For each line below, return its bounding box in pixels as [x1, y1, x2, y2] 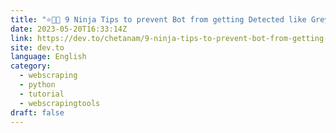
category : [10, 61, 52, 71]
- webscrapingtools [19, 98, 101, 108]
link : [10, 33, 33, 43]
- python [19, 80, 56, 90]
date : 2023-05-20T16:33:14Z [10, 24, 128, 34]
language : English [10, 52, 87, 62]
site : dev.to [10, 42, 65, 53]
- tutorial [19, 89, 65, 99]
